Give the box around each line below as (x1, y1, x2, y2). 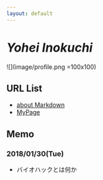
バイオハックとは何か (16, 166, 77, 174)
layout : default (6, 10, 53, 17)
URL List (6, 82, 43, 94)
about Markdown (16, 101, 65, 109)
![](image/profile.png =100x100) (6, 63, 97, 71)
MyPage (16, 108, 41, 117)
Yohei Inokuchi (6, 39, 93, 55)
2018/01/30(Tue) (6, 149, 65, 159)
